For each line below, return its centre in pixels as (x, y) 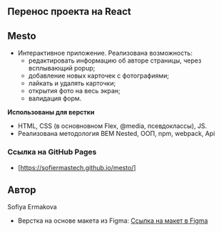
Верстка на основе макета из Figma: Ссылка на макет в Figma (113, 221)
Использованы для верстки (51, 112)
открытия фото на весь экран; (74, 91)
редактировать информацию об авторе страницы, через (115, 60)
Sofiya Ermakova (32, 207)
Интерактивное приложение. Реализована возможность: (105, 53)
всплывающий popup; (62, 68)
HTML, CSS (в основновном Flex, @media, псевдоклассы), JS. (112, 126)
